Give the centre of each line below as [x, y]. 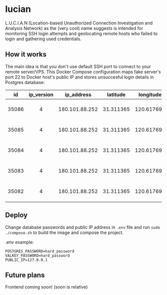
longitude [150, 95]
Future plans [25, 275]
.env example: [19, 242]
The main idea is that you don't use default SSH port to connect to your [78, 66]
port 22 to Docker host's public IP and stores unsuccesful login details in [80, 77]
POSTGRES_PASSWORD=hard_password [40, 251]
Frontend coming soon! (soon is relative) [46, 287]
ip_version [41, 95]
